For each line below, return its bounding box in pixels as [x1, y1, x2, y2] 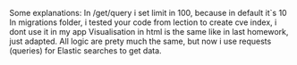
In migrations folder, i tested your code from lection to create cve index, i [9, 17, 277, 28]
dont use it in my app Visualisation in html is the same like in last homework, [9, 27, 289, 37]
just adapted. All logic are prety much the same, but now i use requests [9, 36, 272, 46]
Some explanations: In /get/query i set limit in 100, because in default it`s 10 [9, 8, 288, 18]
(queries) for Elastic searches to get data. [9, 45, 163, 56]
